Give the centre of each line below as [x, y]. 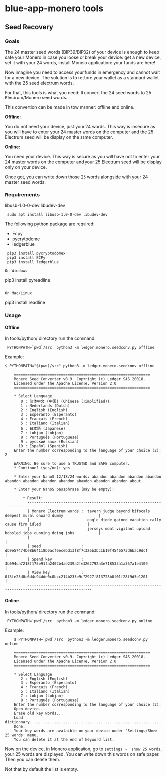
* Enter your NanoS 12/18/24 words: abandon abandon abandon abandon [88, 477]
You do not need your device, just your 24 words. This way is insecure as [80, 126]
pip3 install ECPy [26, 258]
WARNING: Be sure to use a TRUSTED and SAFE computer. [72, 464]
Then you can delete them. [33, 759]
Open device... [30, 709]
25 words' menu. [22, 735]
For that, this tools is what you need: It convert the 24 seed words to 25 [78, 92]
